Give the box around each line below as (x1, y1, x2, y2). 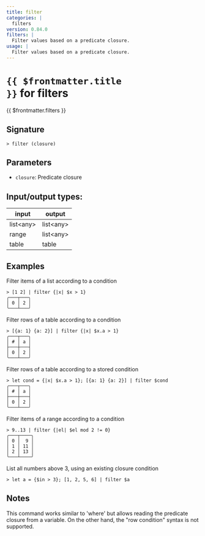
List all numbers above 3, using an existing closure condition (6, 465, 159, 472)
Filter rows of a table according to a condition (6, 316, 121, 323)
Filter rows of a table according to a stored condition (6, 365, 139, 372)
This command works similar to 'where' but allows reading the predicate (6, 510, 188, 517)
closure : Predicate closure (15, 173, 83, 181)
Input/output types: (6, 191, 83, 202)
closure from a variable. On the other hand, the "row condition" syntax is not (6, 516, 199, 523)
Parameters (6, 157, 52, 168)
